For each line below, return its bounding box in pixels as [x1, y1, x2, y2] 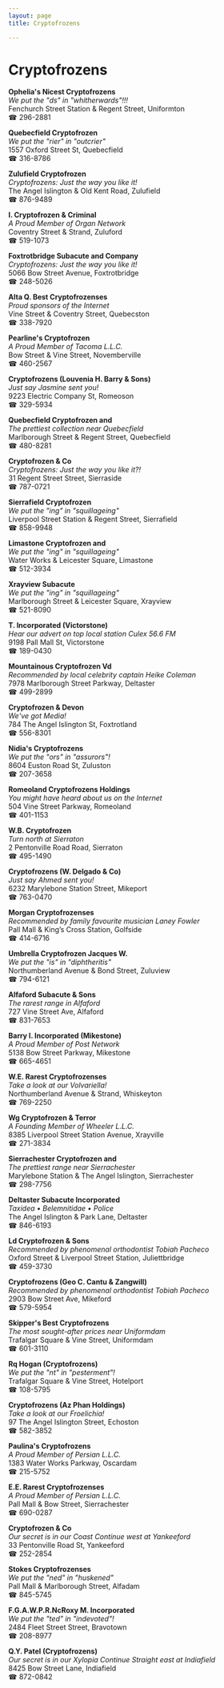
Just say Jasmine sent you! [8, 383, 99, 392]
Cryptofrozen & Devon [8, 702, 84, 713]
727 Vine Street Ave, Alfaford [8, 1007, 104, 1017]
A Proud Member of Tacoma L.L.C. [8, 342, 123, 352]
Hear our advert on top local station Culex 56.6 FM [8, 629, 176, 639]
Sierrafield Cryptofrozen [8, 497, 92, 507]
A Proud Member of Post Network [8, 1039, 120, 1049]
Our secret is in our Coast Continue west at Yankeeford [8, 1532, 191, 1541]
